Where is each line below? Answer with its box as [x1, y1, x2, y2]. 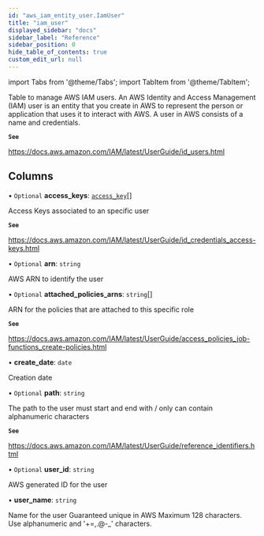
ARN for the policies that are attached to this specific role [8, 305, 195, 314]
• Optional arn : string [8, 258, 81, 268]
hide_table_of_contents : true [8, 48, 108, 56]
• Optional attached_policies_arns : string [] [8, 289, 153, 298]
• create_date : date [8, 357, 73, 367]
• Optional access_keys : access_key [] [8, 190, 132, 200]
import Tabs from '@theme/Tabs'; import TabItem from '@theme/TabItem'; [8, 77, 251, 87]
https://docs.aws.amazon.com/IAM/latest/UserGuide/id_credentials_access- [8, 234, 256, 245]
